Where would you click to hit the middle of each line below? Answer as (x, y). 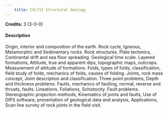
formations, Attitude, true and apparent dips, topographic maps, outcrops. (81, 62)
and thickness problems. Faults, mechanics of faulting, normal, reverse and (83, 83)
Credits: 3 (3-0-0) (24, 24)
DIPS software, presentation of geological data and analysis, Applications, (81, 99)
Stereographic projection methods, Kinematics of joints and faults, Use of (81, 94)
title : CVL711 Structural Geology (50, 10)
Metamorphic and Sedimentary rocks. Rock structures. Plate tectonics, (78, 52)
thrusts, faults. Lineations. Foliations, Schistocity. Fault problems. (72, 89)
